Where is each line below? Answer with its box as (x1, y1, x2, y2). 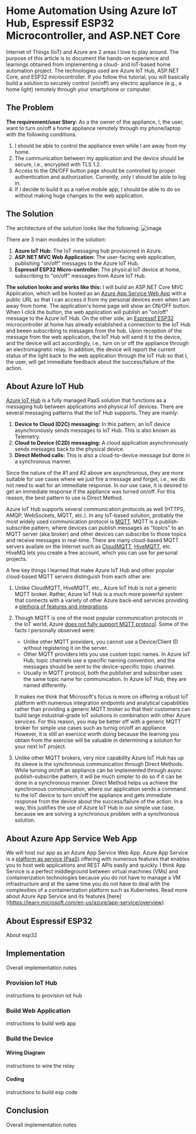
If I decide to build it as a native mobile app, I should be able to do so (14, 186, 180, 193)
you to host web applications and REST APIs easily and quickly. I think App (6, 861, 186, 869)
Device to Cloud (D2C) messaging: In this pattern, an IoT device (14, 421, 171, 428)
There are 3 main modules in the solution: (6, 236, 106, 243)
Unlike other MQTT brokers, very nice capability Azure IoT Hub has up (14, 754, 184, 761)
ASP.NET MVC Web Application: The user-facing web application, (14, 253, 177, 260)
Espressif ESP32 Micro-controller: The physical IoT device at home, (14, 265, 181, 273)
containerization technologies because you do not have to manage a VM (6, 874, 181, 881)
